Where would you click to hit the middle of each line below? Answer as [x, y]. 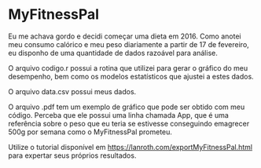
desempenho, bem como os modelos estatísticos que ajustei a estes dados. [131, 76]
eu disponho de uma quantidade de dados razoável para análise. [113, 53]
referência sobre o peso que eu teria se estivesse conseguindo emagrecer [129, 123]
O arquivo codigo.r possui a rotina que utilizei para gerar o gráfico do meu [128, 68]
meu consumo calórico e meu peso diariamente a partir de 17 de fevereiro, [129, 44]
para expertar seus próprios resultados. [72, 155]
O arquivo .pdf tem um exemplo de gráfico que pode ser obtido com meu [127, 107]
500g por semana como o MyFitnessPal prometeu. [90, 132]
